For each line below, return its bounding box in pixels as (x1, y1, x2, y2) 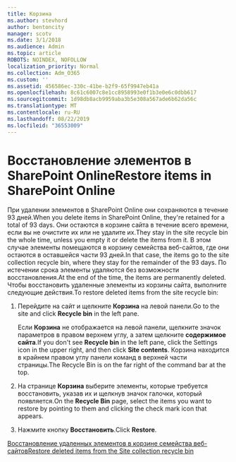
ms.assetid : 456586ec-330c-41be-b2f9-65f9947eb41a (7, 83, 159, 90)
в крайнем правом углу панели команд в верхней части (17, 353, 187, 362)
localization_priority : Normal (7, 63, 99, 70)
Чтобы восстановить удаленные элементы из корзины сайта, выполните (7, 280, 227, 290)
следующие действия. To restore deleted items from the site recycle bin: (7, 288, 219, 297)
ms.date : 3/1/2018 (7, 37, 61, 44)
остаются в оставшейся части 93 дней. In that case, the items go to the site (7, 251, 230, 259)
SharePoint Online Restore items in (7, 167, 212, 184)
